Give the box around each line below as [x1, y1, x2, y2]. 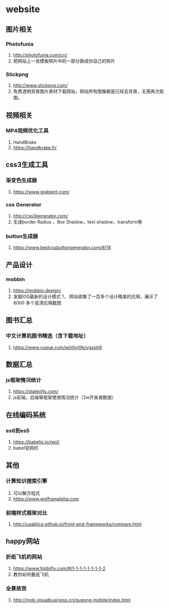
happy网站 [6, 537, 40, 546]
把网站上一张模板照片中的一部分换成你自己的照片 [13, 58, 115, 64]
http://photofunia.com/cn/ [13, 52, 68, 58]
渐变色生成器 [6, 177, 37, 184]
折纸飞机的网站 [6, 553, 43, 560]
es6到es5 [6, 427, 30, 434]
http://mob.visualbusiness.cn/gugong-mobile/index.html [13, 597, 131, 603]
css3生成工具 [6, 160, 49, 169]
